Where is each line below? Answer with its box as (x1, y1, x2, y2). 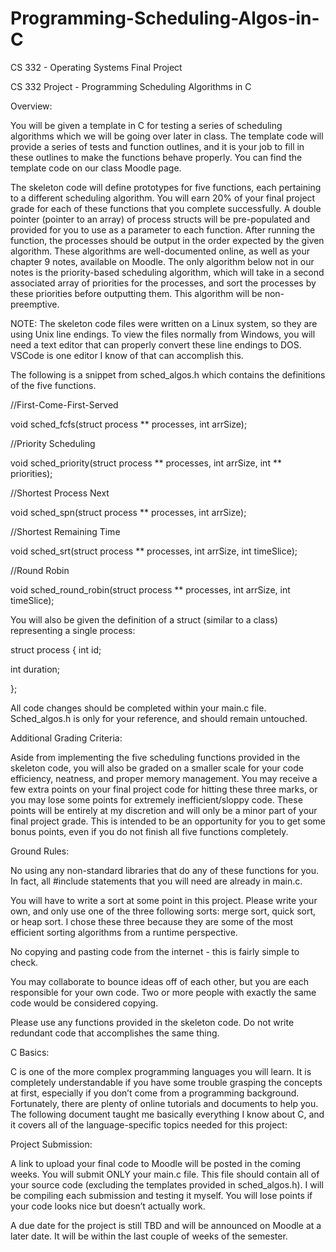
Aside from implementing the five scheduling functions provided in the (10, 751, 301, 763)
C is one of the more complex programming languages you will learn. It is (10, 1065, 312, 1077)
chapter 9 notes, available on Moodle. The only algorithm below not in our (10, 255, 315, 267)
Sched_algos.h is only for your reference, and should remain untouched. (10, 712, 308, 724)
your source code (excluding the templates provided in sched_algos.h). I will (10, 1178, 324, 1191)
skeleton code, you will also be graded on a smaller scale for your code (10, 762, 304, 774)
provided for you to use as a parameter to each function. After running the (10, 223, 316, 236)
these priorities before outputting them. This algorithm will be (10, 287, 263, 299)
